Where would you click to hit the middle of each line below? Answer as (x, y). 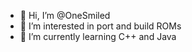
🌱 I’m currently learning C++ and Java (98, 36)
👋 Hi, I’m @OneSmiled (65, 15)
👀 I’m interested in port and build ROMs (100, 26)
